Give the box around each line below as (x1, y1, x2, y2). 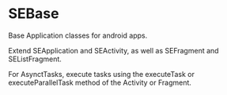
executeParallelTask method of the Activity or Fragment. (8, 78, 192, 87)
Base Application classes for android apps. (8, 31, 148, 40)
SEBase (8, 5, 59, 23)
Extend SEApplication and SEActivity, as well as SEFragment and (8, 46, 219, 55)
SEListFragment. (8, 54, 62, 64)
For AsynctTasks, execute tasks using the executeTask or (8, 69, 195, 79)
